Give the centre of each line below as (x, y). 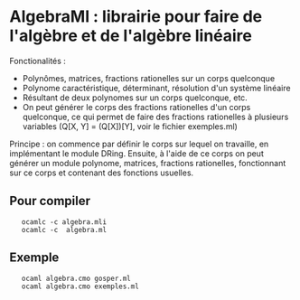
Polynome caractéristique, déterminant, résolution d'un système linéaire (156, 88)
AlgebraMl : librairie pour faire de (136, 17)
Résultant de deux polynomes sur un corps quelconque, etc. (135, 98)
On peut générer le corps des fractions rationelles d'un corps (136, 107)
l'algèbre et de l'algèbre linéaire (131, 36)
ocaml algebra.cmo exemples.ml (80, 286)
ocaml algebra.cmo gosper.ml (76, 278)
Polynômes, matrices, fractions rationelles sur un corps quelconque (149, 78)
